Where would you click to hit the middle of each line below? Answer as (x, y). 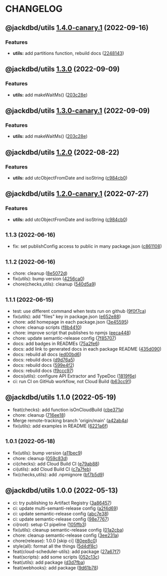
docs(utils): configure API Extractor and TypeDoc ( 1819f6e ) (74, 376)
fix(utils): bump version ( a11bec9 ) (47, 453)
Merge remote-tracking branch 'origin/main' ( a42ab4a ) (71, 420)
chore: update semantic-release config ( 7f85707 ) (64, 338)
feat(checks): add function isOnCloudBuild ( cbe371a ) (68, 410)
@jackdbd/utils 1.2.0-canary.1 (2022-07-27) (77, 194)
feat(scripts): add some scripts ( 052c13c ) (56, 557)
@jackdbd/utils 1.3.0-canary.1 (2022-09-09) (78, 111)
